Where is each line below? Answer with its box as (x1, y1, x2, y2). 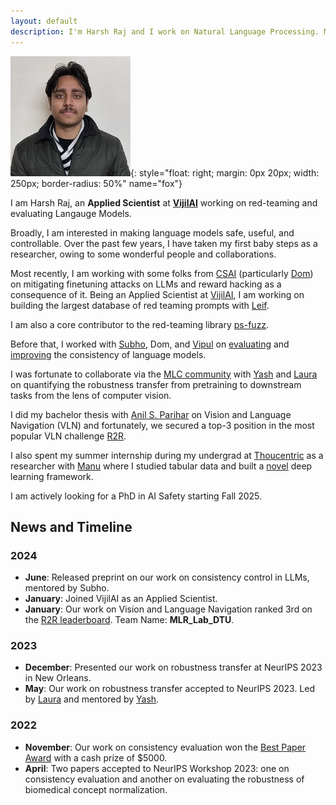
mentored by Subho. (24, 582, 110, 594)
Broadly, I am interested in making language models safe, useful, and (10, 226, 295, 239)
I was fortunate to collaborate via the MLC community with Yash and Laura (10, 368, 318, 380)
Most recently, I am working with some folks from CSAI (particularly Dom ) (10, 267, 314, 279)
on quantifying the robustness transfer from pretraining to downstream (10, 378, 302, 390)
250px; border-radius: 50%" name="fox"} (10, 177, 183, 189)
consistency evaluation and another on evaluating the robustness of (24, 773, 305, 785)
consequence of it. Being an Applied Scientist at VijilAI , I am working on (10, 288, 305, 300)
